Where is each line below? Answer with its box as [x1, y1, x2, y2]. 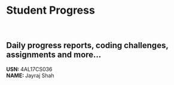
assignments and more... [6, 50, 102, 60]
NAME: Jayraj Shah [6, 72, 55, 79]
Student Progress [6, 4, 96, 17]
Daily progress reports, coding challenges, [6, 40, 169, 51]
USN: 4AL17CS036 [6, 65, 53, 73]
